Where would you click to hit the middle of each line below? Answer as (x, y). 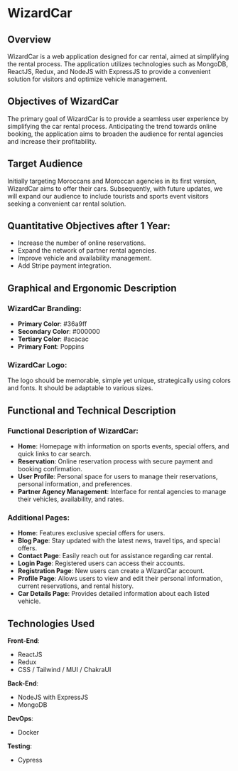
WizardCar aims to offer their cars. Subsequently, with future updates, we (115, 188)
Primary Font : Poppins (51, 347)
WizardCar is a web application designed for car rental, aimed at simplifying (118, 56)
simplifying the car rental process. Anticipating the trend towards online (112, 126)
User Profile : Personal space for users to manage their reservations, (118, 477)
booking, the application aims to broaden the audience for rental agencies (115, 134)
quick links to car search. (54, 454)
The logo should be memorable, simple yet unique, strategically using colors (119, 381)
